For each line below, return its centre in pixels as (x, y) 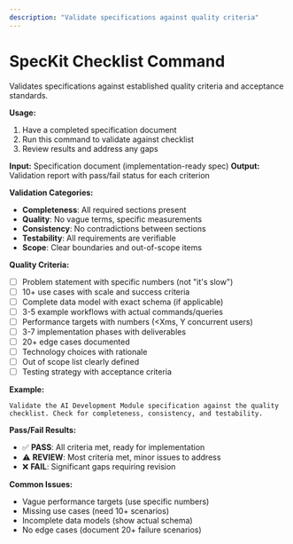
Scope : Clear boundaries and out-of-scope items (112, 247)
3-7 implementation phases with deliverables (104, 331)
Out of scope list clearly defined (81, 362)
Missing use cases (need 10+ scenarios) (96, 511)
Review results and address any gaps (90, 148)
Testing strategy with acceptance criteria (97, 372)
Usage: (23, 113)
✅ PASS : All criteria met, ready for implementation (113, 447)
